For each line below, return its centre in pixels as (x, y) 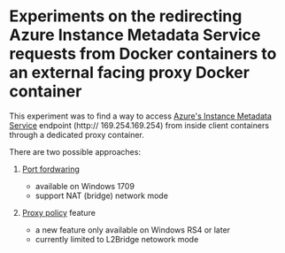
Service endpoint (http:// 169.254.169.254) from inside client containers (139, 125)
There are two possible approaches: (75, 151)
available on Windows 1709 (85, 186)
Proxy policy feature (58, 212)
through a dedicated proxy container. (77, 134)
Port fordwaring (50, 169)
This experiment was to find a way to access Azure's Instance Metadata (141, 116)
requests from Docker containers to (143, 54)
